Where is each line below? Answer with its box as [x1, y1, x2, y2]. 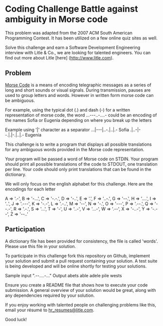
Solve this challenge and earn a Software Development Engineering [5, 44, 141, 50]
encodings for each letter [5, 186, 56, 192]
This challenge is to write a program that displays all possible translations [5, 141, 152, 147]
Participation [5, 225, 45, 233]
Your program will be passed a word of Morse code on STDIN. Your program [5, 156, 159, 162]
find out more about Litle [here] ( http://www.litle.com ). [5, 55, 114, 60]
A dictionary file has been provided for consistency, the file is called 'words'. [5, 238, 158, 244]
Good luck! [5, 316, 27, 322]
